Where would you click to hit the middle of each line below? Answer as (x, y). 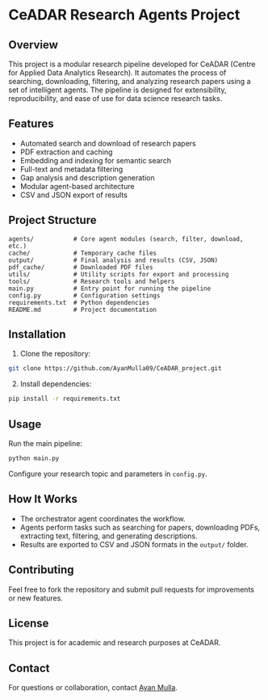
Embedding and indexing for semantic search (96, 160)
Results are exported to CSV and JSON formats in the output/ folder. (134, 544)
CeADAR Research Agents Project (124, 15)
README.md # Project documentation (83, 310)
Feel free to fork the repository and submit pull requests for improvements (131, 589)
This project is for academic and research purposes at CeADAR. (115, 643)
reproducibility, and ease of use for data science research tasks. (115, 98)
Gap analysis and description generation (87, 177)
